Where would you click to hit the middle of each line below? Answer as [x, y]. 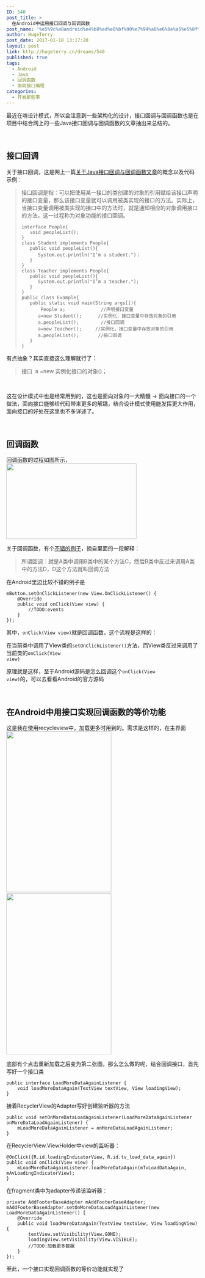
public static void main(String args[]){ [83, 303]
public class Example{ [50, 298]
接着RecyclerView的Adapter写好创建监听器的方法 [68, 1106]
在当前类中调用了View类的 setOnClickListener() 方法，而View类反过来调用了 [102, 646]
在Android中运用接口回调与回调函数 [51, 23]
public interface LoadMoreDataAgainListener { [67, 1083]
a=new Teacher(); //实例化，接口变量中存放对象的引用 [106, 329]
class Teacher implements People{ [65, 271]
